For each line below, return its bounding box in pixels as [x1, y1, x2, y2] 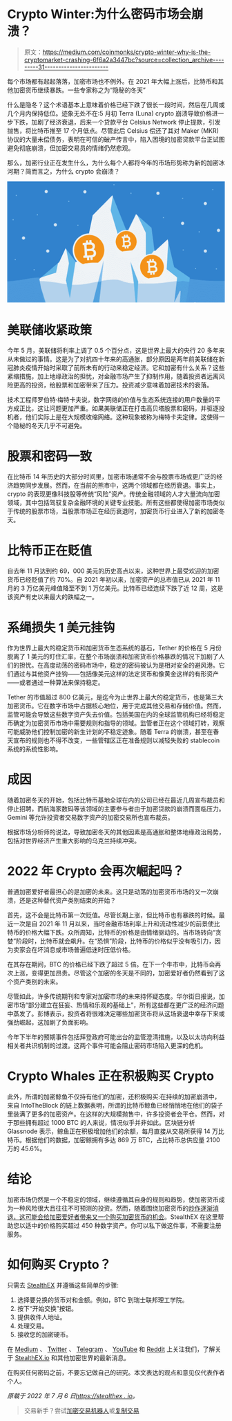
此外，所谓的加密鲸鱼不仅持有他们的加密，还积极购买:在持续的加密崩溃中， [7, 1092, 221, 1101]
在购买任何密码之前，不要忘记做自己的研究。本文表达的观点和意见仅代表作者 [7, 1368, 225, 1377]
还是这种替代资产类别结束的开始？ [19, 897, 116, 905]
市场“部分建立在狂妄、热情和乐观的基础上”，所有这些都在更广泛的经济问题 [12, 1001, 224, 1009]
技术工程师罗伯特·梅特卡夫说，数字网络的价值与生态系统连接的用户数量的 [7, 396, 215, 404]
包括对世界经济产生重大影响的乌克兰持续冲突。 [7, 836, 140, 845]
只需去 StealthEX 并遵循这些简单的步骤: [7, 1281, 119, 1289]
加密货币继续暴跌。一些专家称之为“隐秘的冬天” [12, 86, 146, 94]
